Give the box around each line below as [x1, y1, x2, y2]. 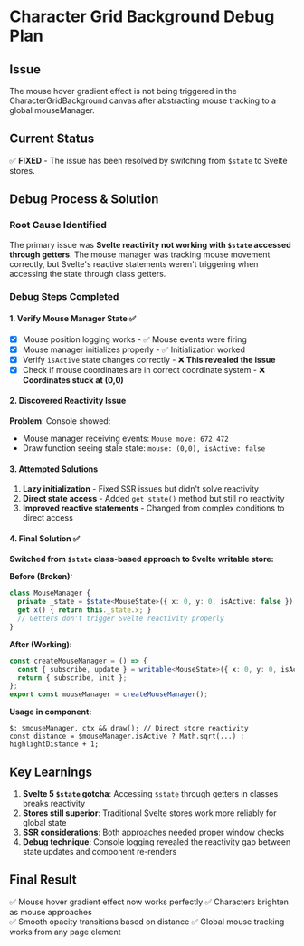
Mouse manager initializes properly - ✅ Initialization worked [22, 344, 246, 355]
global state [22, 817, 67, 828]
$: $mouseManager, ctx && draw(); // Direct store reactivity [9, 724, 249, 733]
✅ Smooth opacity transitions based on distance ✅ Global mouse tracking [9, 916, 285, 927]
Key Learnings [9, 764, 93, 779]
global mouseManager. [9, 105, 95, 115]
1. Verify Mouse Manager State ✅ [9, 313, 137, 324]
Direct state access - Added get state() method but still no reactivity [22, 493, 285, 504]
